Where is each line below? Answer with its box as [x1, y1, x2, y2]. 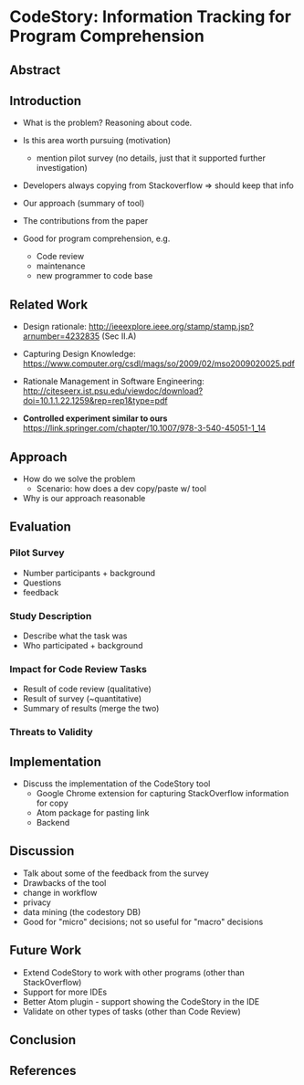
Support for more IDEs [22, 986, 108, 997]
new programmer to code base [36, 270, 153, 281]
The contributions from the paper [22, 216, 149, 226]
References [9, 1063, 77, 1079]
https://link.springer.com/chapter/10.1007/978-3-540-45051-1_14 [22, 423, 267, 434]
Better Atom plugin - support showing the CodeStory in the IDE [22, 995, 260, 1006]
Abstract [9, 62, 61, 78]
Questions [22, 577, 62, 588]
